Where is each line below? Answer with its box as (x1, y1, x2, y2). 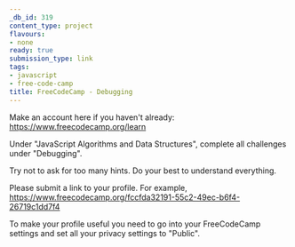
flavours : (9, 29, 46, 38)
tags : (9, 63, 29, 72)
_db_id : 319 (9, 12, 53, 22)
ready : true (9, 46, 53, 55)
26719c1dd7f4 (9, 201, 60, 211)
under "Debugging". (9, 147, 83, 158)
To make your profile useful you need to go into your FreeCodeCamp (9, 219, 261, 229)
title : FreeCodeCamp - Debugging (9, 87, 133, 96)
